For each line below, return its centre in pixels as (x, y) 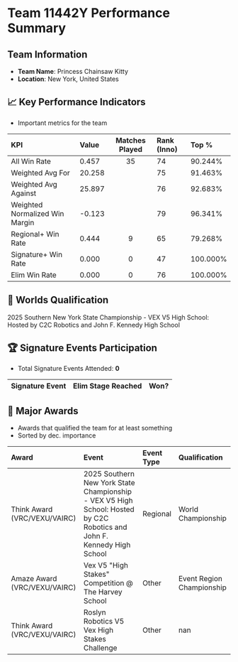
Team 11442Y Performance (89, 13)
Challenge (100, 648)
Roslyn (95, 612)
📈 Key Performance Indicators (77, 102)
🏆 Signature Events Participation (83, 348)
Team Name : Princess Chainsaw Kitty (73, 71)
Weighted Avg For (41, 173)
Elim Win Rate (34, 275)
